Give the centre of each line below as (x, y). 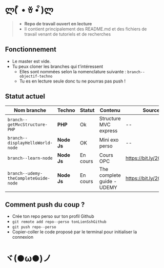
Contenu (110, 110)
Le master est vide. (31, 61)
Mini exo (109, 140)
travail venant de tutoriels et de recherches (68, 34)
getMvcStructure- (28, 124)
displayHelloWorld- (30, 143)
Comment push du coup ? (45, 204)
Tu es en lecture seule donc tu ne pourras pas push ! (72, 81)
